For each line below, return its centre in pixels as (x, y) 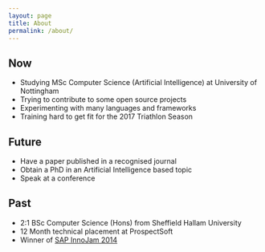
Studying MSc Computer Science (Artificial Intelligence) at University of (139, 83)
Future (25, 142)
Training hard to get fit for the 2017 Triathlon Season (106, 116)
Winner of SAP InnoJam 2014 (69, 240)
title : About (30, 23)
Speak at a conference (57, 178)
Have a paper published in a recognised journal (98, 161)
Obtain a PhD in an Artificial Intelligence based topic (106, 170)
